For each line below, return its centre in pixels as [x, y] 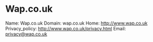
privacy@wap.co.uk [26, 34]
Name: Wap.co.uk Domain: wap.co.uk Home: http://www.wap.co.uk [76, 23]
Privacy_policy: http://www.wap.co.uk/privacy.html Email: [66, 28]
